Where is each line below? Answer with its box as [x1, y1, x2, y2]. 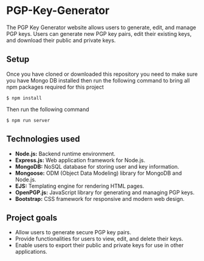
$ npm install [6, 95, 42, 101]
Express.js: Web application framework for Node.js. [15, 156, 146, 164]
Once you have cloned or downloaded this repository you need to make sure [6, 70, 198, 78]
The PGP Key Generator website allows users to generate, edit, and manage [6, 24, 196, 31]
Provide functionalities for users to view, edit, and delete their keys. [15, 235, 183, 243]
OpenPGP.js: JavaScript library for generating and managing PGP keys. [15, 189, 195, 196]
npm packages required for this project [6, 83, 104, 90]
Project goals [6, 212, 58, 223]
